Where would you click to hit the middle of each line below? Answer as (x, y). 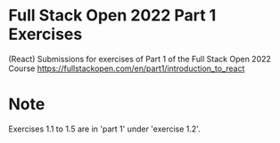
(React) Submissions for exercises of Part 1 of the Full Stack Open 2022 (140, 59)
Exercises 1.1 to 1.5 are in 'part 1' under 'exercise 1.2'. (105, 129)
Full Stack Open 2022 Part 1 (112, 16)
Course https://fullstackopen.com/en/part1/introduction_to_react (127, 68)
